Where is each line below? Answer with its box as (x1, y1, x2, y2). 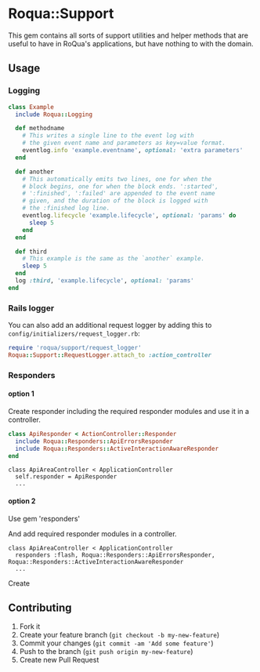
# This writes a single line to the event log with (22, 132, 194, 140)
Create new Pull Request (19, 656, 99, 665)
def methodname (15, 125, 65, 133)
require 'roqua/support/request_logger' (8, 344, 143, 352)
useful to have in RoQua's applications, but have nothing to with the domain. (8, 38, 254, 48)
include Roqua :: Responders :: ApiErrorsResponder (15, 437, 174, 445)
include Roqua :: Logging (15, 111, 92, 118)
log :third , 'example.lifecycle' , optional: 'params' (15, 277, 194, 285)
